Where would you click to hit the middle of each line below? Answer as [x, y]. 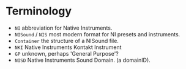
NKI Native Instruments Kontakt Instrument [68, 47]
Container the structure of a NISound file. [66, 41]
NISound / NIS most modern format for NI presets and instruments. [97, 34]
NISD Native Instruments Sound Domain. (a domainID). [82, 60]
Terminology [39, 11]
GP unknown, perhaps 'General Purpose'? [66, 53]
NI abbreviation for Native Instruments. [63, 28]
